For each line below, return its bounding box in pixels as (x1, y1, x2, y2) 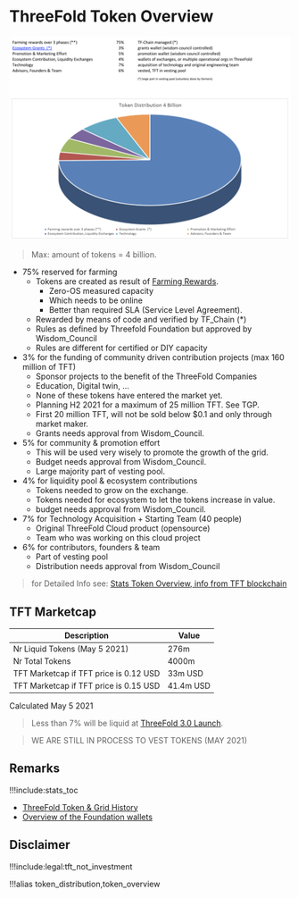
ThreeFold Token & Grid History (21, 801, 138, 812)
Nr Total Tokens (12, 655, 71, 667)
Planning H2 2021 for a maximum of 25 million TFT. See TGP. (35, 399, 261, 410)
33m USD (167, 668, 203, 679)
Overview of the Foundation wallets (21, 811, 153, 822)
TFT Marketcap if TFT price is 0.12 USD (12, 668, 161, 679)
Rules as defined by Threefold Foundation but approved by (35, 323, 252, 334)
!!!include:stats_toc (9, 785, 79, 795)
